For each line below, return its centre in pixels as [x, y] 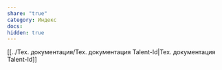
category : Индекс [32, 20]
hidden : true [26, 33]
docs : [15, 26]
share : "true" [27, 13]
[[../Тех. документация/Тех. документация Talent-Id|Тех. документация [111, 52]
